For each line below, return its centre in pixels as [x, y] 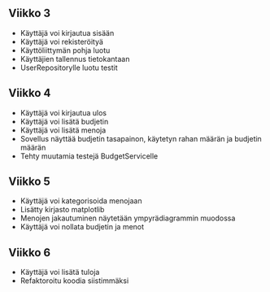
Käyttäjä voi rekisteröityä [62, 41]
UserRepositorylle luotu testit [69, 68]
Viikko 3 [30, 13]
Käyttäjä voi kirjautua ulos [63, 112]
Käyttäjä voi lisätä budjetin [64, 121]
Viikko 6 [30, 253]
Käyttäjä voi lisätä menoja [63, 130]
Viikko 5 [29, 182]
